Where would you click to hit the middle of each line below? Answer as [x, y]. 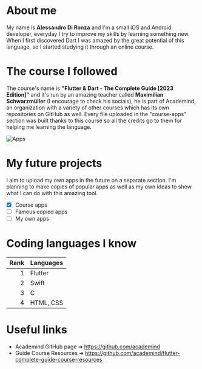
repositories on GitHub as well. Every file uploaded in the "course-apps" [96, 114]
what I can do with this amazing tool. [52, 193]
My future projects [54, 163]
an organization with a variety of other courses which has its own [88, 108]
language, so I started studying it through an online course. [80, 47]
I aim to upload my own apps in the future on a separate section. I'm [91, 180]
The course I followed [62, 71]
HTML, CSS [47, 303]
